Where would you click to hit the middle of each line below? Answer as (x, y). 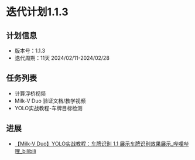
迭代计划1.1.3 (37, 12)
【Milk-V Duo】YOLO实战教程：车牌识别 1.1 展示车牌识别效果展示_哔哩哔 (102, 144)
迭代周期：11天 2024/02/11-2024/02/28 (62, 58)
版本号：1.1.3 (30, 51)
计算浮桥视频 (30, 93)
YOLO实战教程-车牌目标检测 (49, 108)
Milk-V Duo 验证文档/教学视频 (50, 101)
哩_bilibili (25, 151)
